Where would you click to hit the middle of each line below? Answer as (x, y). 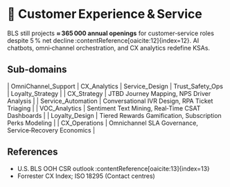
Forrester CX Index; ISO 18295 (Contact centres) (86, 176)
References (33, 152)
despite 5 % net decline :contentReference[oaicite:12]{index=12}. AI (103, 40)
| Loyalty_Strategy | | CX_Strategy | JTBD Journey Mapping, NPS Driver (109, 93)
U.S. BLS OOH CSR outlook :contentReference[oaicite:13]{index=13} (113, 168)
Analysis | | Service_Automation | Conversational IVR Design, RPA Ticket (110, 101)
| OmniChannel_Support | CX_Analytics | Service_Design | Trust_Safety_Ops (115, 86)
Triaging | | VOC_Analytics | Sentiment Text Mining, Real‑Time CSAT (104, 108)
